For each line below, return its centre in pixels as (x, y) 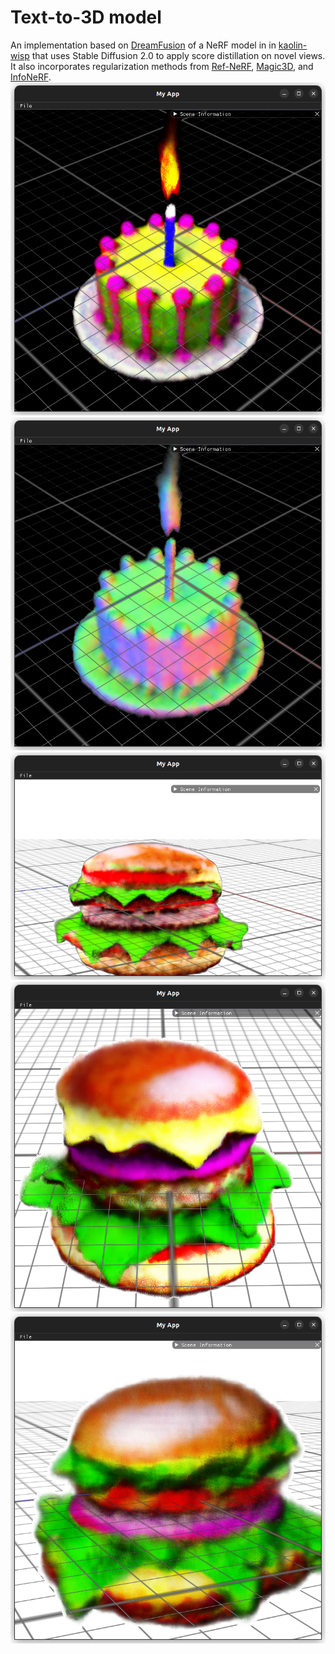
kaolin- (293, 45)
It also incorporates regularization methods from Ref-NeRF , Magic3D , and (162, 66)
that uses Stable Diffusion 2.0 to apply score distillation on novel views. (178, 55)
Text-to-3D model (86, 17)
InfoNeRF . (31, 77)
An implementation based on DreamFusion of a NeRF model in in (143, 45)
